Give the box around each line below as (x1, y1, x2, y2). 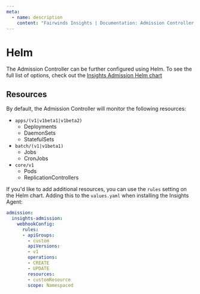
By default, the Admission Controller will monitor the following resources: (6, 105, 187, 113)
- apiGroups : (22, 232, 55, 238)
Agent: (6, 198, 23, 205)
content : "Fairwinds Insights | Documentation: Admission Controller (17, 20, 195, 26)
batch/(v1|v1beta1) (14, 143, 64, 150)
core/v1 (14, 162, 34, 168)
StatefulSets (23, 136, 54, 143)
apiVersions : (28, 243, 60, 249)
